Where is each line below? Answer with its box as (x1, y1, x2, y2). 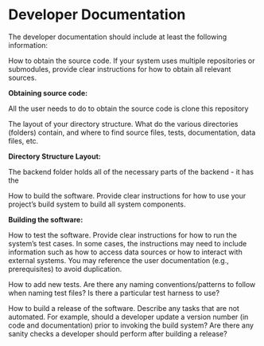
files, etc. (8, 136, 39, 145)
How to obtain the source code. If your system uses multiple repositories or (8, 56, 255, 65)
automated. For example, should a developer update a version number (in (8, 312, 249, 321)
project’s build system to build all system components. (8, 199, 186, 209)
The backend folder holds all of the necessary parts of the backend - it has (8, 167, 254, 176)
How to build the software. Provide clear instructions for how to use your (8, 191, 247, 200)
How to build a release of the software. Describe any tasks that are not (8, 303, 240, 313)
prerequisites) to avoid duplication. (8, 264, 122, 273)
